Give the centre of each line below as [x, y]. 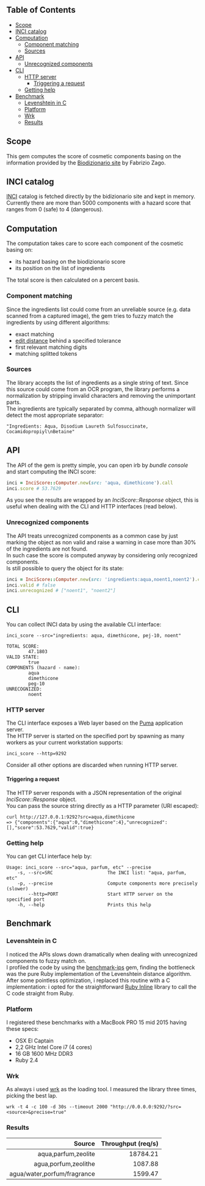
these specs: [23, 1028]
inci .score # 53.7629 [34, 488]
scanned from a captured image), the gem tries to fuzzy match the [90, 316]
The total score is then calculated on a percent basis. [73, 280]
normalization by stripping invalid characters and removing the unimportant [101, 395]
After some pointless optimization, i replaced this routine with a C [88, 980]
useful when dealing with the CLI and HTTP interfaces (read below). [92, 507]
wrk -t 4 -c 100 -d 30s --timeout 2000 [57, 1107]
